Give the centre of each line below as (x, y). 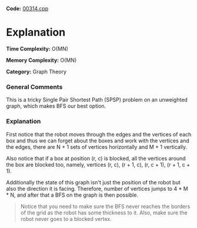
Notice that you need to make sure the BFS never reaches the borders (105, 206)
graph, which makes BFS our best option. (56, 106)
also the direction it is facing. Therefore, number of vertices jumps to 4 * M (97, 188)
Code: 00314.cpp (27, 9)
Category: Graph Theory (36, 71)
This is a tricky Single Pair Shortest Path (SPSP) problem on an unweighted (97, 100)
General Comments (34, 87)
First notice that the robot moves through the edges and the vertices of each (99, 134)
